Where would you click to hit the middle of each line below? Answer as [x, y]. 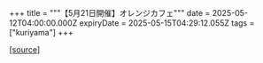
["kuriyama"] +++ [41, 32]
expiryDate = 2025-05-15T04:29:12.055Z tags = [167, 23]
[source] [25, 50]
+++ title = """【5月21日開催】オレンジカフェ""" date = [110, 13]
